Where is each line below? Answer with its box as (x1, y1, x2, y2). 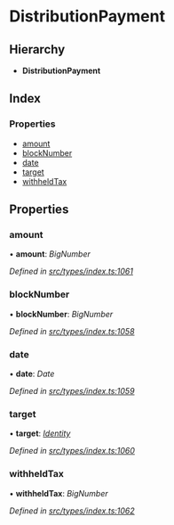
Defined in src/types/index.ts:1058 (9, 325, 135, 336)
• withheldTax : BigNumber (9, 488, 108, 498)
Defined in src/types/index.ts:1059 (9, 385, 135, 396)
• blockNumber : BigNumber (9, 308, 114, 319)
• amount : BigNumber (9, 249, 91, 259)
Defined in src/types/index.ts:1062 (9, 505, 135, 516)
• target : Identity (9, 428, 71, 439)
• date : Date (9, 368, 55, 379)
